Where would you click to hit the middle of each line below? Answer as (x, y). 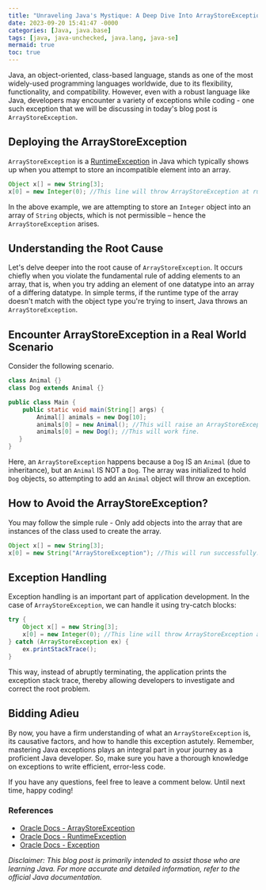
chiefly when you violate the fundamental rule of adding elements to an (124, 276)
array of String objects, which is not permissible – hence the (107, 215)
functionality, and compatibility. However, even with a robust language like (129, 92)
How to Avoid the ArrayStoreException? (108, 503)
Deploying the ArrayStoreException (98, 142)
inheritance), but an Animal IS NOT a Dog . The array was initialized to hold (127, 470)
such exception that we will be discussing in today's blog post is (113, 109)
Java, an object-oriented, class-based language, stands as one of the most (131, 75)
